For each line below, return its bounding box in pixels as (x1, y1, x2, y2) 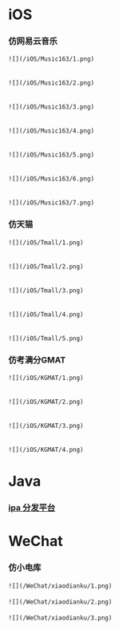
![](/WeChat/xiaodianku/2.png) (8, 597, 113, 606)
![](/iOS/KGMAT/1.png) (8, 374, 84, 382)
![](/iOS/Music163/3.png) (8, 103, 94, 111)
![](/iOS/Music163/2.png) (8, 79, 94, 87)
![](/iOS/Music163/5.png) (8, 151, 94, 159)
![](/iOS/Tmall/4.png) (8, 310, 84, 319)
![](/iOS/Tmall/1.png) (8, 238, 84, 247)
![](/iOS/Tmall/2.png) (8, 262, 84, 271)
